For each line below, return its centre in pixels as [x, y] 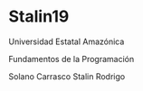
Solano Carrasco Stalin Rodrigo [67, 76]
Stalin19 [39, 17]
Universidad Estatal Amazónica [67, 41]
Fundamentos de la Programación [71, 59]
